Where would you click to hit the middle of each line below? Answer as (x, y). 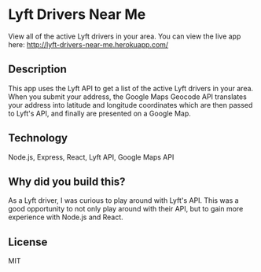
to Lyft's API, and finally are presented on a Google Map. (99, 113)
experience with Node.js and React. (66, 217)
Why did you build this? (67, 181)
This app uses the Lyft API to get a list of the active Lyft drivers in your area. (131, 88)
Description (37, 70)
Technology (38, 138)
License (28, 242)
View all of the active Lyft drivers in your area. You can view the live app (125, 36)
